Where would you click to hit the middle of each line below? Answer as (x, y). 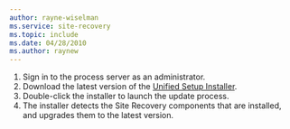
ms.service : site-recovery (60, 26)
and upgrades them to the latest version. (98, 115)
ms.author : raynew (44, 51)
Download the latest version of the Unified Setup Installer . (130, 87)
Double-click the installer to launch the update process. (126, 97)
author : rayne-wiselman (54, 18)
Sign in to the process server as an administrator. (114, 77)
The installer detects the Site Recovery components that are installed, (152, 106)
